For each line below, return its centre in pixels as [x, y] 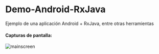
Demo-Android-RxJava [55, 9]
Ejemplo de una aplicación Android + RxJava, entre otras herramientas [80, 23]
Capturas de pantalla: [29, 35]
